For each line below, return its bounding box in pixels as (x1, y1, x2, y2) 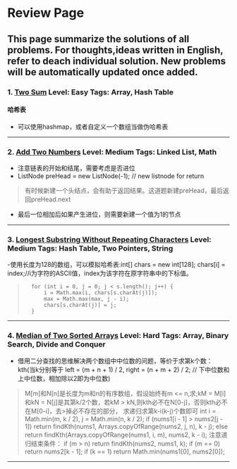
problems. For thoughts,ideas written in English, (7, 44, 224, 56)
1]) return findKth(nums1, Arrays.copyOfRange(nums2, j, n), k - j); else (24, 422, 228, 430)
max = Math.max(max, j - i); (43, 296, 130, 303)
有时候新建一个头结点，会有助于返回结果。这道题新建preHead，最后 (24, 187, 224, 194)
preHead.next (30, 195, 71, 204)
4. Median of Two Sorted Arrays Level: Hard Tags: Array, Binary (7, 331, 229, 341)
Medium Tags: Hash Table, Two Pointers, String (7, 243, 174, 253)
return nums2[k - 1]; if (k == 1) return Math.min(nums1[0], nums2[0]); (24, 447, 226, 456)
